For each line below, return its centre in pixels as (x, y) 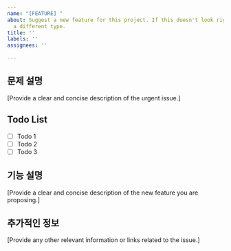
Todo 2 (27, 144)
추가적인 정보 (33, 223)
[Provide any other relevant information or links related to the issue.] (104, 240)
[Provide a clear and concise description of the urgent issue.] (94, 98)
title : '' (21, 33)
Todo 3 (27, 151)
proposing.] (23, 199)
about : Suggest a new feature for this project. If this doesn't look (110, 20)
